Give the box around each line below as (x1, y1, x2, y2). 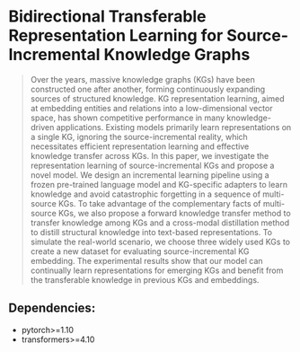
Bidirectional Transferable (8, 6, 207, 27)
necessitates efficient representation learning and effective (30, 141, 250, 152)
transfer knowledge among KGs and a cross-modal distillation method (30, 217, 289, 228)
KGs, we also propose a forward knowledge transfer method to (57, 207, 291, 218)
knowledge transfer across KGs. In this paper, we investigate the (30, 150, 269, 161)
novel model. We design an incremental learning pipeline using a (30, 169, 270, 180)
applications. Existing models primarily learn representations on (56, 121, 292, 132)
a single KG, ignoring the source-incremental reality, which (30, 131, 248, 142)
